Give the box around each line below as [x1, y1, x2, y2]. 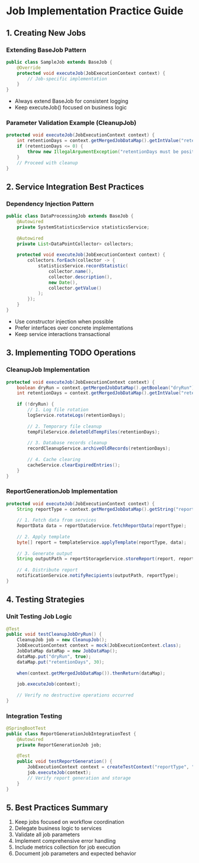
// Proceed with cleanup [17, 159, 78, 166]
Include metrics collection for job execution [14, 843, 121, 851]
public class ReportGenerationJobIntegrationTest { [6, 730, 136, 737]
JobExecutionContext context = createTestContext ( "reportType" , [27, 764, 190, 770]
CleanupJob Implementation [6, 366, 90, 374]
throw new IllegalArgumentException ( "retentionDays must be [27, 149, 179, 155]
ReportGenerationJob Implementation [6, 487, 118, 495]
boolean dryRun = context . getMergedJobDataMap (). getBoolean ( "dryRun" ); [17, 385, 197, 391]
